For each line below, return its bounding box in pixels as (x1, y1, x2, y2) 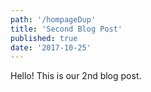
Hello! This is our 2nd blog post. (10, 70, 142, 82)
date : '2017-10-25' (10, 42, 92, 53)
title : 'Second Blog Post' (10, 24, 123, 34)
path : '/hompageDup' (10, 14, 97, 25)
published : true (10, 33, 78, 43)
